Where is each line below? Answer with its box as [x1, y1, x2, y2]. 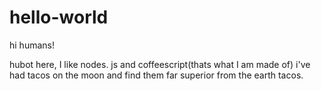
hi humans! [9, 39, 55, 51]
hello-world [9, 6, 109, 29]
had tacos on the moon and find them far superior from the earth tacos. [9, 69, 304, 81]
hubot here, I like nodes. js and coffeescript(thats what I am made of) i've [9, 58, 311, 70]
